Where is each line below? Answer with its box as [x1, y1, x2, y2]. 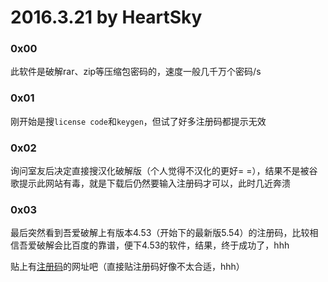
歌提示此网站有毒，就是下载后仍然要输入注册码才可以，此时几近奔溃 [10, 177, 291, 190]
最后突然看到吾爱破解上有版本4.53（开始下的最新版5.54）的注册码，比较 [10, 227, 310, 239]
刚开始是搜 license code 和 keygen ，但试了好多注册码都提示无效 [10, 115, 267, 127]
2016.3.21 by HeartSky [10, 6, 203, 29]
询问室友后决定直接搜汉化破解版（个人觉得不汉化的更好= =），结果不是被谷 [10, 165, 318, 177]
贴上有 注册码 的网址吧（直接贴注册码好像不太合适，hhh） [10, 261, 245, 273]
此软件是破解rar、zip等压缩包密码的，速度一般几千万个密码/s [10, 66, 262, 78]
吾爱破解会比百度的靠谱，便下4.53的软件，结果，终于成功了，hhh [18, 239, 290, 251]
